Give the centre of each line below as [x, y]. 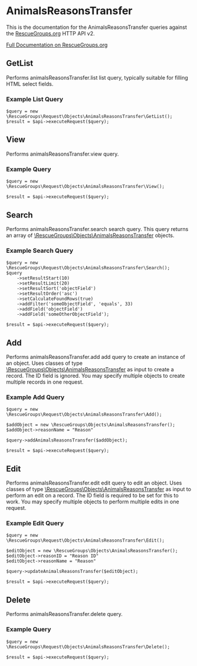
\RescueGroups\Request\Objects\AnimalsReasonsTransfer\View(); [86, 187]
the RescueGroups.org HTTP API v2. [50, 33]
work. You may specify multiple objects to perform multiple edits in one [93, 502]
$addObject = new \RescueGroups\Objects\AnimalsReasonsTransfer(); [91, 425]
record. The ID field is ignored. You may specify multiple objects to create [96, 376]
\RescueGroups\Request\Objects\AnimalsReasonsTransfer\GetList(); [89, 117]
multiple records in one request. [45, 382]
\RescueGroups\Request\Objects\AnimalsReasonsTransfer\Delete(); [88, 647]
